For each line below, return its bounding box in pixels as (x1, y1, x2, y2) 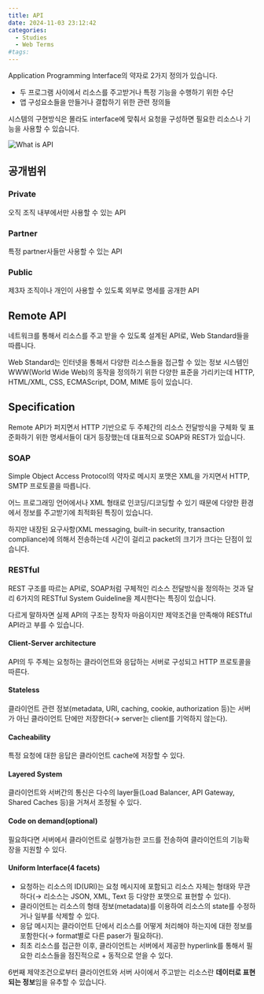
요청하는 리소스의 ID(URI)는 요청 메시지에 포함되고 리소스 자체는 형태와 (19, 881, 236, 891)
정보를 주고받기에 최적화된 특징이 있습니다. (22, 508, 153, 517)
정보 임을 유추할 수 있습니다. (22, 977, 107, 986)
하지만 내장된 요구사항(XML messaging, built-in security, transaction (8, 525, 225, 534)
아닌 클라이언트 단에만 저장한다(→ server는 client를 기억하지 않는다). (16, 713, 228, 723)
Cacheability (8, 732, 51, 742)
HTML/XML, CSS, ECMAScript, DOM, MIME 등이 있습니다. (8, 378, 193, 387)
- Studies (15, 33, 47, 42)
